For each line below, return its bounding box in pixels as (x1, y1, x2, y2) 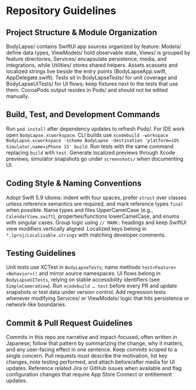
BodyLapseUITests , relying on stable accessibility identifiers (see (6, 276, 160, 283)
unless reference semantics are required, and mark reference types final (6, 200, 184, 207)
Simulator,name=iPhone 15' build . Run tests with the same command (6, 142, 174, 150)
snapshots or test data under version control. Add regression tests (6, 289, 166, 296)
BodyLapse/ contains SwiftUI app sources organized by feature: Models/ (6, 43, 181, 50)
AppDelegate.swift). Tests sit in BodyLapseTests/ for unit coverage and (6, 74, 177, 81)
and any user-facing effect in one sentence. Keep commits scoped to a (6, 346, 177, 353)
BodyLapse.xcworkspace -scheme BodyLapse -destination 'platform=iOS (6, 138, 180, 143)
